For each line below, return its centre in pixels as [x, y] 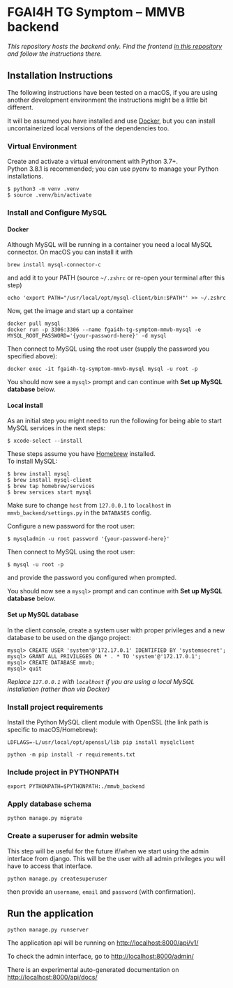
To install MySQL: [32, 462]
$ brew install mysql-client [50, 480]
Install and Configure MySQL [57, 212]
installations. [25, 176]
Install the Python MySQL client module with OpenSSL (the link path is [108, 722]
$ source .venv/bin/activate [50, 195]
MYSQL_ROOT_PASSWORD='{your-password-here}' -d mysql [87, 336]
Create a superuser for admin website [73, 836]
